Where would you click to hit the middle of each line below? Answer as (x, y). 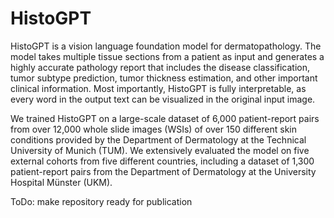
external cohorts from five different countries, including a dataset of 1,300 (162, 161)
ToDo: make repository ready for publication (101, 201)
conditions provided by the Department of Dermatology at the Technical (158, 139)
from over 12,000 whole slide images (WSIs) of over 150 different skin (154, 129)
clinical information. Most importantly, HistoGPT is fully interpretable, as (158, 88)
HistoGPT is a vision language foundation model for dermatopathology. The (166, 46)
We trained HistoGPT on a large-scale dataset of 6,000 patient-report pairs (165, 118)
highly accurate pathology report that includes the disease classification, (160, 67)
